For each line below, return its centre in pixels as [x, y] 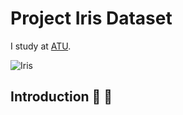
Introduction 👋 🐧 [61, 97]
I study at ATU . [41, 46]
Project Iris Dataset [91, 18]
